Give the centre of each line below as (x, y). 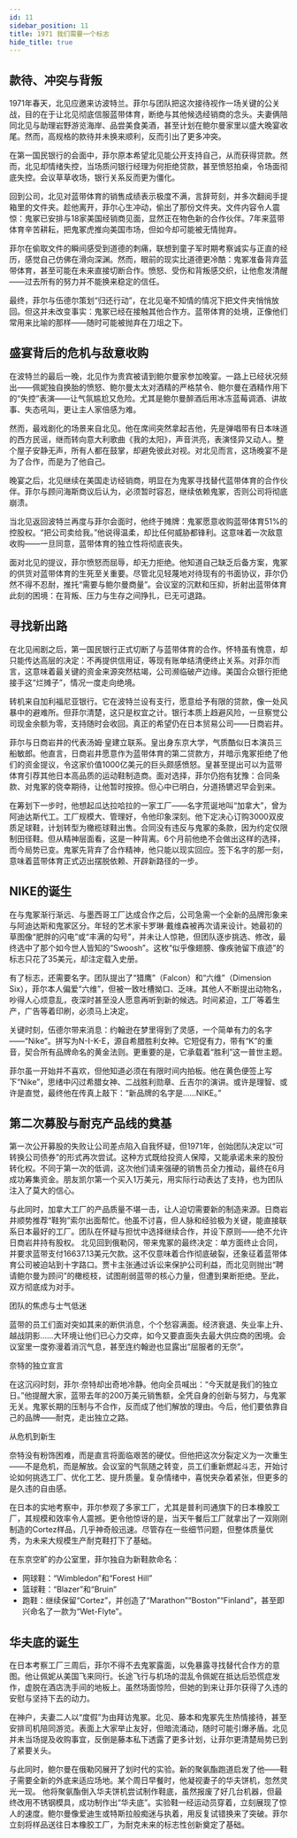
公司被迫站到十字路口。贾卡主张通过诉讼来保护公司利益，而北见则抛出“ (146, 1265)
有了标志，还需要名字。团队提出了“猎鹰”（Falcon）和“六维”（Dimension (141, 977)
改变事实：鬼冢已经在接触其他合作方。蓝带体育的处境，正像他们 (171, 312)
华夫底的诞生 (44, 1642)
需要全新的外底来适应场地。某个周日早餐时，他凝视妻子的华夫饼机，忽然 (148, 1780)
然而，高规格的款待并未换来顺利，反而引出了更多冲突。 (125, 136)
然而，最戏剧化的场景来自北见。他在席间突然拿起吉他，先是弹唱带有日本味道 (148, 428)
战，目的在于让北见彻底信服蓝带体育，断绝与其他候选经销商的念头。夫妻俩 (145, 114)
